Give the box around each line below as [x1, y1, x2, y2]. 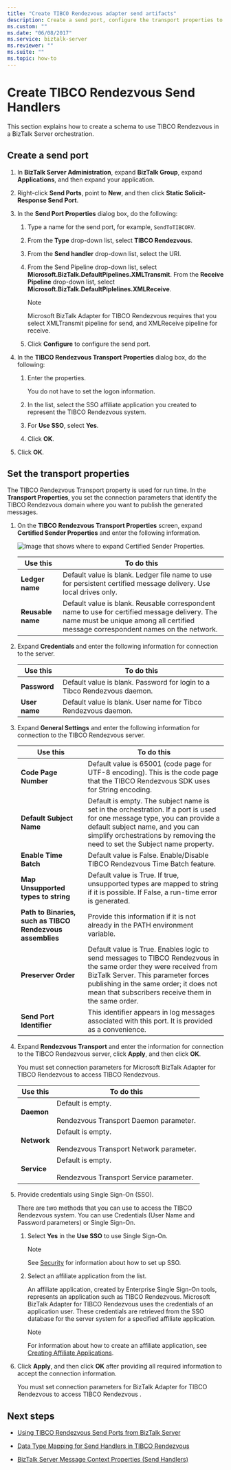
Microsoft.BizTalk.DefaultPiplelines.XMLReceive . [27, 284, 172, 293]
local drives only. [63, 587, 118, 597]
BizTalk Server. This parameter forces [87, 970, 210, 980]
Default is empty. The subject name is [87, 796, 210, 806]
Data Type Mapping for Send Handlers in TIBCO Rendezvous [16, 1442, 190, 1450]
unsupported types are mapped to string [87, 879, 219, 889]
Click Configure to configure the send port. [27, 340, 151, 348]
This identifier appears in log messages [87, 1008, 215, 1017]
